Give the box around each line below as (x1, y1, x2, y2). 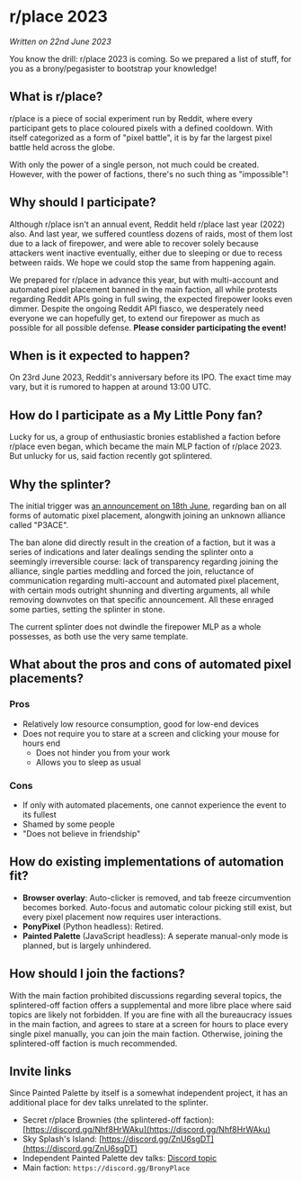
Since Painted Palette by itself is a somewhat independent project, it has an (9, 1088, 288, 1098)
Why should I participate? (9, 195, 157, 210)
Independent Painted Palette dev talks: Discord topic (22, 1153, 218, 1164)
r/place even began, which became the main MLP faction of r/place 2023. (9, 441, 282, 452)
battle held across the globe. (9, 141, 115, 152)
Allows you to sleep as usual (35, 757, 141, 767)
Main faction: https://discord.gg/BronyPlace (22, 1162, 191, 1173)
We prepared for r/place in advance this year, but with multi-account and (9, 274, 279, 285)
